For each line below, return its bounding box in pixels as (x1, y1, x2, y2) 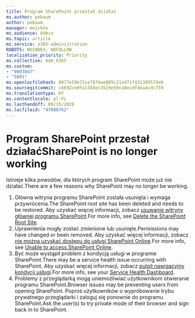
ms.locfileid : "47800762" (6, 107, 69, 113)
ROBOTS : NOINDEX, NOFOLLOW (6, 47, 72, 53)
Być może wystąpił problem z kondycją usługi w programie (14, 250, 157, 257)
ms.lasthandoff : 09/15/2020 (6, 101, 75, 107)
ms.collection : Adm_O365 (6, 57, 67, 63)
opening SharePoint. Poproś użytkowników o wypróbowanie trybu (14, 287, 175, 295)
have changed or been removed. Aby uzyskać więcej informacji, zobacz (14, 231, 189, 238)
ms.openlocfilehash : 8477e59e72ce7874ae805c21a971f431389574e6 (6, 80, 164, 86)
